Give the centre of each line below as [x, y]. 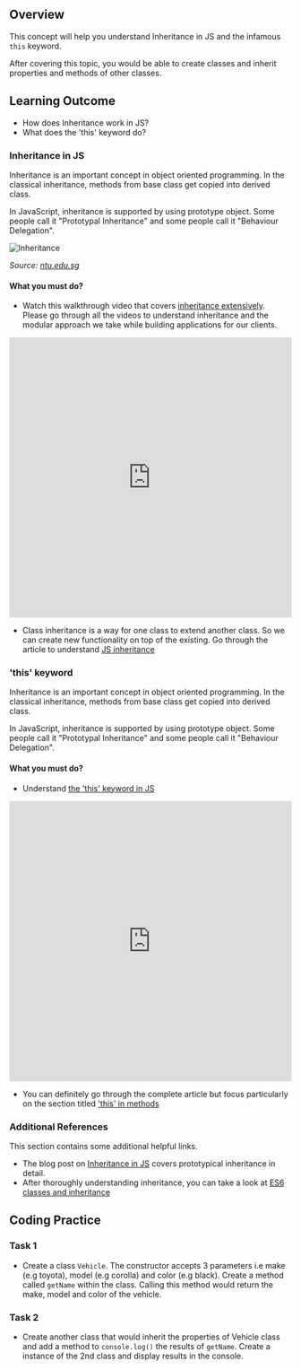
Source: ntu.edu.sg [44, 265]
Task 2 [24, 1317]
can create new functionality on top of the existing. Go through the [145, 640]
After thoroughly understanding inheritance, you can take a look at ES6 [153, 1182]
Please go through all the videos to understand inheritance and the [145, 315]
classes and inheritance [66, 1191]
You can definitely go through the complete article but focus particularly [155, 1094]
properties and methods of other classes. [86, 73]
